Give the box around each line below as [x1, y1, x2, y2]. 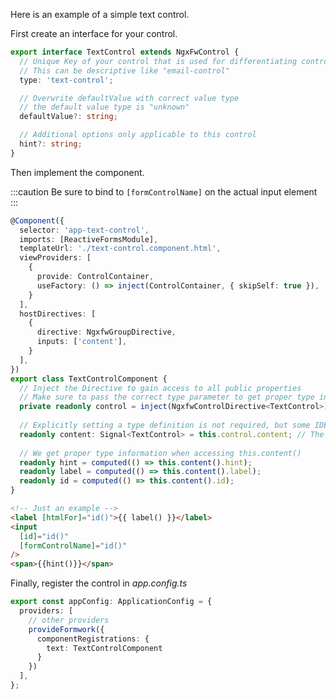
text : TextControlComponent [46, 643, 163, 653]
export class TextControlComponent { [10, 374, 168, 384]
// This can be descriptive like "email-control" [19, 65, 230, 76]
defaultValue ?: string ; [19, 112, 118, 122]
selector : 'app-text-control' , [19, 225, 150, 235]
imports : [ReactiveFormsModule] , [19, 234, 159, 244]
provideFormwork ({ [28, 624, 105, 634]
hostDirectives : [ [19, 309, 97, 319]
